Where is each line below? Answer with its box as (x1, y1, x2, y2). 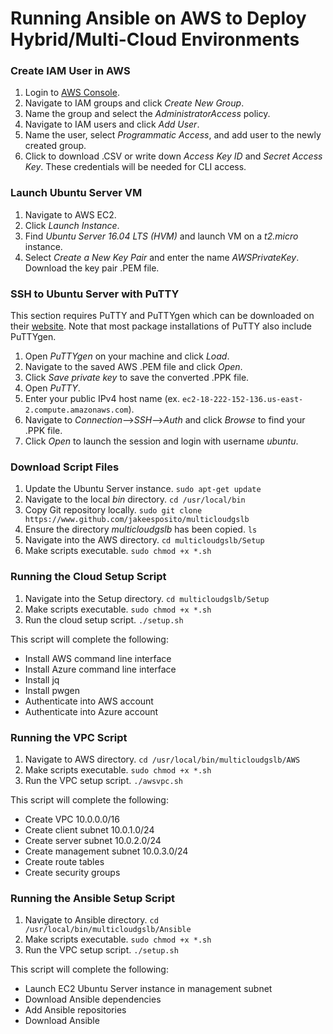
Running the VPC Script (10, 730, 128, 744)
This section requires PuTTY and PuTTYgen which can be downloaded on (10, 310, 315, 322)
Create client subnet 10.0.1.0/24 (24, 823, 155, 836)
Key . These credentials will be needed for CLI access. (24, 161, 247, 173)
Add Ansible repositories (24, 1004, 127, 1016)
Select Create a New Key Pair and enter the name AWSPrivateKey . (24, 251, 300, 263)
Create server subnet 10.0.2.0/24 (24, 834, 162, 846)
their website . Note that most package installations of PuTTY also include (10, 320, 313, 332)
